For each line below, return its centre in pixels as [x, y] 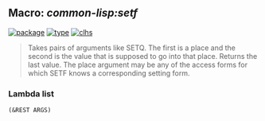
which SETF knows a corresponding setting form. [109, 73]
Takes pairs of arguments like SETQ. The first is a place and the [132, 48]
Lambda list [31, 93]
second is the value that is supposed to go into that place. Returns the [142, 56]
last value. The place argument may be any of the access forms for [138, 64]
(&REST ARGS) [30, 111]
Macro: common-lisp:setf [73, 13]
